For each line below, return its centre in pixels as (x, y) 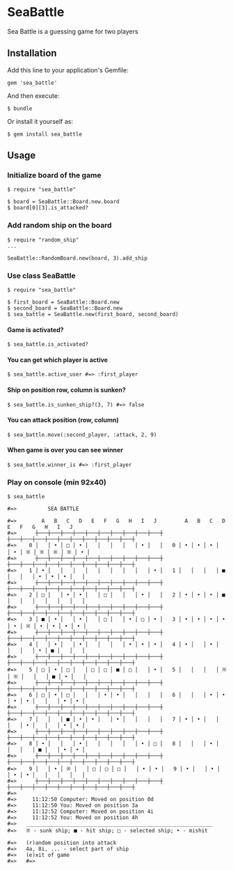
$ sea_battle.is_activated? (48, 345)
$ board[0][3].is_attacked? (48, 208)
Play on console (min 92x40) (57, 482)
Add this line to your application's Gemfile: (68, 70)
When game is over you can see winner (65, 450)
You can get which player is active (57, 360)
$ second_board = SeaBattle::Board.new (65, 308)
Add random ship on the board (60, 226)
